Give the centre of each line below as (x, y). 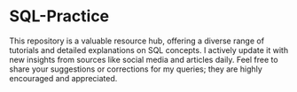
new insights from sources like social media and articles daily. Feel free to (144, 59)
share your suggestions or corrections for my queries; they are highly (136, 69)
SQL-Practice (59, 16)
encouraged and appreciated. (63, 78)
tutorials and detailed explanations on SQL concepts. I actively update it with (149, 50)
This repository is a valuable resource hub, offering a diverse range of (137, 41)
